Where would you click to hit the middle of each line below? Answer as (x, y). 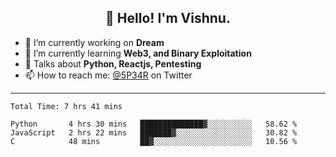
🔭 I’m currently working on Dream (94, 42)
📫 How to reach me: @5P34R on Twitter (108, 75)
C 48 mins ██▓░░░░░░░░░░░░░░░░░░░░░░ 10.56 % (154, 141)
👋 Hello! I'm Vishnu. (168, 18)
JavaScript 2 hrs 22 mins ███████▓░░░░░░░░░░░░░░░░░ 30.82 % (154, 132)
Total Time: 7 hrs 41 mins (66, 106)
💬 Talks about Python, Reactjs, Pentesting (113, 63)
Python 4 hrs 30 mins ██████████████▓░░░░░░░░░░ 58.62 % (154, 124)
